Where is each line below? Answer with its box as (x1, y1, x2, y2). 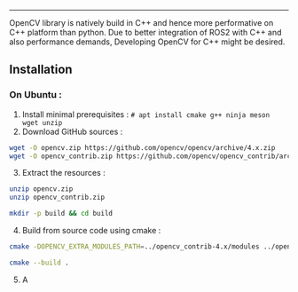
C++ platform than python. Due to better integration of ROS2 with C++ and (9, 28, 282, 37)
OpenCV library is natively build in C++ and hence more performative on (9, 18, 274, 28)
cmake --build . (9, 258, 69, 267)
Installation (9, 62, 73, 77)
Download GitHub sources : (21, 126, 123, 137)
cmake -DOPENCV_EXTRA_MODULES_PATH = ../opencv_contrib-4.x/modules (9, 242, 260, 251)
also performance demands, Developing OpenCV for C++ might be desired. (9, 36, 286, 47)
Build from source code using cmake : (21, 225, 161, 236)
